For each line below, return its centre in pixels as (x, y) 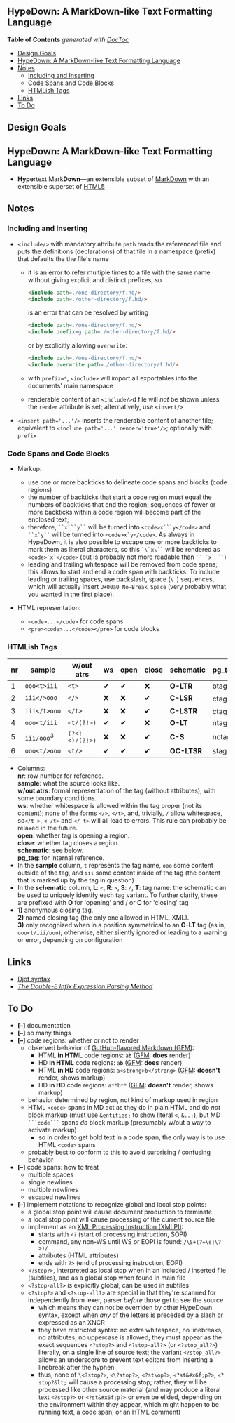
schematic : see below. (50, 851)
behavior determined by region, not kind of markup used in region (123, 1100)
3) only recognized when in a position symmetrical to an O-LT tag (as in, (121, 925)
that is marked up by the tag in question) (76, 880)
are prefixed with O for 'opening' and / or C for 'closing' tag (103, 903)
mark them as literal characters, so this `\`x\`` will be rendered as (124, 550)
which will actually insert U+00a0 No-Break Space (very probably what (127, 587)
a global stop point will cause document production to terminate (120, 1212)
